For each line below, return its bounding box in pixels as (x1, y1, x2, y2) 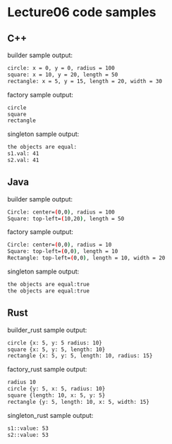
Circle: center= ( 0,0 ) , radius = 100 (7, 209, 115, 216)
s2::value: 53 (7, 431, 49, 438)
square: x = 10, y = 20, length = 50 (7, 71, 118, 78)
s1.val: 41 (7, 150, 39, 157)
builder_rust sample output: (7, 326, 87, 334)
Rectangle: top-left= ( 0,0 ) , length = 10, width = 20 (7, 254, 166, 261)
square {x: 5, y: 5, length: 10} (7, 346, 106, 353)
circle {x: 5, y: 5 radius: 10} (7, 339, 102, 346)
